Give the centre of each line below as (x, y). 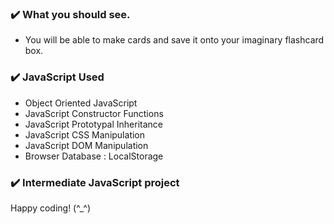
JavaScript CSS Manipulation (85, 134)
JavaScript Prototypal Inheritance (94, 124)
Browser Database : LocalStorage (94, 156)
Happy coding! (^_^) (51, 208)
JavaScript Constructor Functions (94, 113)
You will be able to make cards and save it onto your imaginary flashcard (174, 40)
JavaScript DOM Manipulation (86, 145)
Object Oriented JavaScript (81, 103)
